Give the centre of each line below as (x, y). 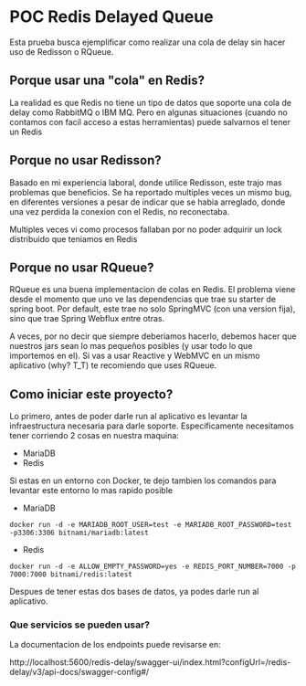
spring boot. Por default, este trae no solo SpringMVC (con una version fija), (153, 309)
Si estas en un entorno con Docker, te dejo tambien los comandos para (143, 480)
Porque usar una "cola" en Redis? (107, 81)
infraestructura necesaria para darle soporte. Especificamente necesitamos (152, 426)
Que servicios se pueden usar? (80, 625)
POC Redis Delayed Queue (111, 17)
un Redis (26, 132)
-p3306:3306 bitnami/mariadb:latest (79, 533)
